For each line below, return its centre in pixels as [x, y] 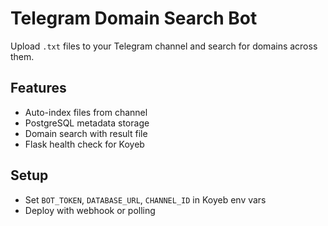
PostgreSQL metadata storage [87, 123]
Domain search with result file [86, 133]
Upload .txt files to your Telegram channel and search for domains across [164, 46]
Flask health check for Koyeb [84, 144]
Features [38, 88]
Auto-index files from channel [86, 112]
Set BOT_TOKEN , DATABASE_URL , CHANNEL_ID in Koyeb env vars [145, 199]
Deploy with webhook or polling [90, 210]
